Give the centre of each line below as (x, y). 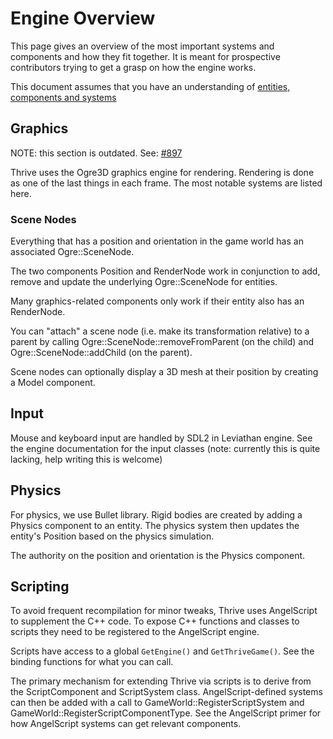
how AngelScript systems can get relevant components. (126, 724)
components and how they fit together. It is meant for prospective (145, 56)
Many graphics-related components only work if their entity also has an (157, 301)
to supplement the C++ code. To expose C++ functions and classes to (155, 621)
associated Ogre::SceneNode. (72, 252)
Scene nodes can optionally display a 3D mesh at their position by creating (164, 372)
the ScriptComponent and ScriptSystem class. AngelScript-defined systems (166, 692)
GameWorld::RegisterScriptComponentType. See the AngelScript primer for (166, 713)
